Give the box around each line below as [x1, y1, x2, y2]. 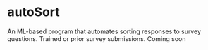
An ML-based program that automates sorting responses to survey [7, 27, 202, 35]
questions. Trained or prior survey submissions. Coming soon [7, 34, 186, 42]
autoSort [7, 4, 60, 20]
